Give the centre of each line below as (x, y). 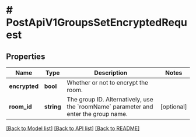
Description (111, 73)
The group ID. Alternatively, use (110, 99)
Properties (26, 56)
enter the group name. (97, 114)
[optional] (174, 107)
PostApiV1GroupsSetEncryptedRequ (97, 22)
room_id (20, 107)
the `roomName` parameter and (110, 107)
